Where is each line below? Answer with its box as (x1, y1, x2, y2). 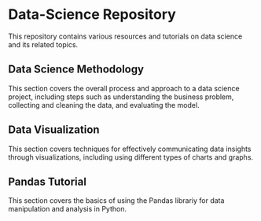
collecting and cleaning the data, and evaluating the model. (8, 100, 200, 109)
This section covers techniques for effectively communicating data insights (8, 144, 252, 153)
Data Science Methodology (8, 63, 144, 76)
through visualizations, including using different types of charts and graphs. (8, 152, 254, 162)
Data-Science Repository (8, 6, 177, 24)
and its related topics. (8, 39, 79, 49)
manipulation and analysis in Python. (8, 204, 127, 214)
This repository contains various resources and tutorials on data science (8, 31, 243, 41)
